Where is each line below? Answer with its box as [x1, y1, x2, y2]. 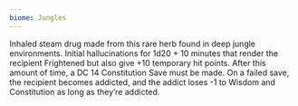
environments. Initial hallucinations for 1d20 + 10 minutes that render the [9, 47, 279, 59]
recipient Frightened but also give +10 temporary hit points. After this [9, 57, 267, 68]
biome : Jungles [9, 13, 67, 23]
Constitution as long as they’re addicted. [9, 86, 160, 97]
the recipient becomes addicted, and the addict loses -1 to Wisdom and [9, 76, 276, 87]
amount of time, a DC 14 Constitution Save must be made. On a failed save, [9, 67, 290, 78]
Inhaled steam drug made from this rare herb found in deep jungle [9, 38, 256, 49]
